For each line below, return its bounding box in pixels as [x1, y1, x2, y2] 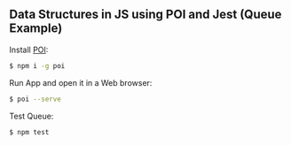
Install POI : [9, 44, 49, 55]
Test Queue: [9, 111, 54, 121]
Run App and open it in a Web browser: [9, 77, 153, 88]
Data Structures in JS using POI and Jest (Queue [9, 7, 282, 22]
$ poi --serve [9, 95, 62, 103]
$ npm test [9, 127, 50, 136]
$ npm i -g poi [9, 61, 66, 70]
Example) [9, 21, 63, 36]
